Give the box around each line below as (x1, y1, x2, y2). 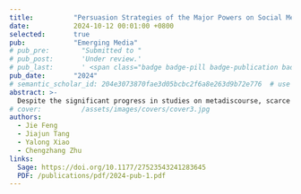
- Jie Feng (17, 122, 58, 131)
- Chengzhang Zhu (17, 146, 82, 155)
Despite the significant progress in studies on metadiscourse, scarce (17, 96, 291, 105)
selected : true (9, 30, 90, 38)
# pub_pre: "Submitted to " (9, 46, 142, 55)
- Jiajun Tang (17, 130, 70, 139)
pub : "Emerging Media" (9, 38, 139, 47)
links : (9, 154, 34, 164)
